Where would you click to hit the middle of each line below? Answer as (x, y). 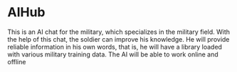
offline (17, 61)
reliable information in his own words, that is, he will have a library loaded (115, 47)
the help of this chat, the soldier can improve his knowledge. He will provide (118, 39)
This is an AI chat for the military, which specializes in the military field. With (118, 32)
